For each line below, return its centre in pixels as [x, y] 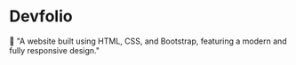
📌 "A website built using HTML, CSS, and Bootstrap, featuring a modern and [148, 41]
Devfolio [41, 16]
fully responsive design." [55, 50]
